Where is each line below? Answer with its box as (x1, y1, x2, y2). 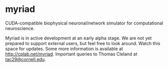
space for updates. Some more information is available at (5, 45, 123, 51)
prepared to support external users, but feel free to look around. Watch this (5, 40, 160, 46)
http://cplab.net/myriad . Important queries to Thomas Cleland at (5, 51, 138, 57)
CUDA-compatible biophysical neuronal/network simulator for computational (5, 20, 163, 26)
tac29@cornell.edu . (5, 56, 46, 62)
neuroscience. (5, 25, 35, 31)
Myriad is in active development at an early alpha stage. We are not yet (5, 35, 152, 41)
